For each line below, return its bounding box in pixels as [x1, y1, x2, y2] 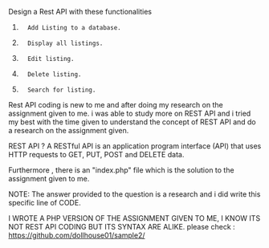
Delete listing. [27, 71, 82, 79]
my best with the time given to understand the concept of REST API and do [8, 117, 257, 127]
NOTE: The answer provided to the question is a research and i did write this [8, 189, 261, 199]
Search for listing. [27, 86, 96, 94]
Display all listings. [27, 39, 104, 47]
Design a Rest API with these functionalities [8, 7, 153, 16]
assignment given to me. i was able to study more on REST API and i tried [8, 108, 251, 118]
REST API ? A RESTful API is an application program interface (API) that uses [8, 141, 262, 151]
